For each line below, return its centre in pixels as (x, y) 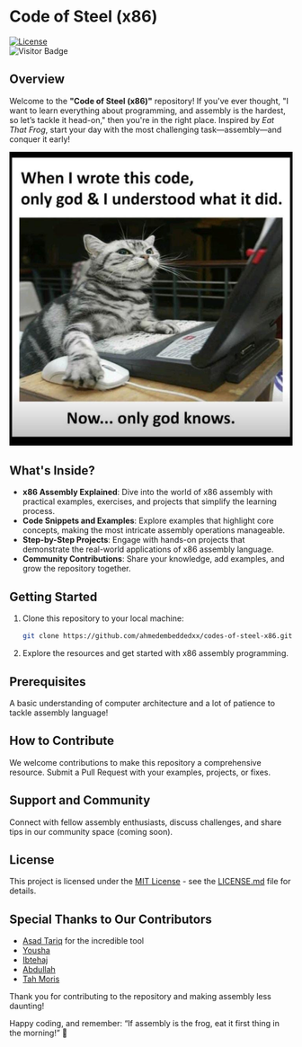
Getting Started (53, 596)
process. (39, 511)
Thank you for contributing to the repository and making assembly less (140, 997)
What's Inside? (53, 470)
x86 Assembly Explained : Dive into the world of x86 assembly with (147, 492)
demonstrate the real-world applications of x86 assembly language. (148, 549)
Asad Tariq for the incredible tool (83, 941)
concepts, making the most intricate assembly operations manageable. (154, 530)
